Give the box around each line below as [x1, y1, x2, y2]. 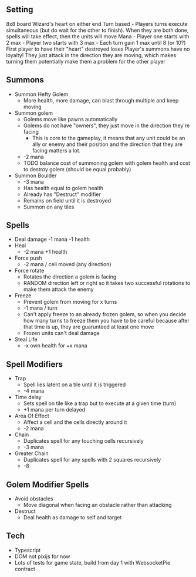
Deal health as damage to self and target [23, 514, 122, 521]
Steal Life [14, 336, 38, 343]
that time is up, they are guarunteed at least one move [23, 323, 154, 330]
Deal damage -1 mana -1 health [14, 236, 90, 243]
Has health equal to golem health [23, 184, 104, 191]
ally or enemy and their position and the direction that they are [32, 141, 183, 148]
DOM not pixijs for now [14, 553, 70, 560]
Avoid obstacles [14, 495, 54, 502]
